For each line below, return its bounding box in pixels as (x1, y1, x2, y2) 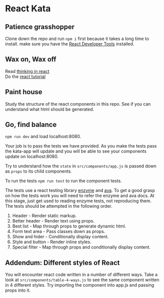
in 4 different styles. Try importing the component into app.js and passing (5, 282, 154, 288)
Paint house (5, 88, 43, 96)
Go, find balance (5, 120, 57, 129)
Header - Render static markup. (12, 213, 77, 219)
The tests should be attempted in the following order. (5, 203, 112, 209)
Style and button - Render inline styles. (12, 239, 92, 245)
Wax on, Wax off (5, 55, 57, 64)
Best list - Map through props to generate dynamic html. (12, 223, 127, 229)
